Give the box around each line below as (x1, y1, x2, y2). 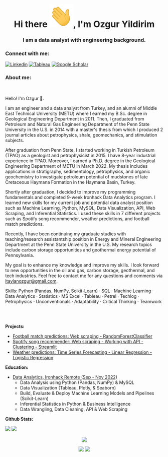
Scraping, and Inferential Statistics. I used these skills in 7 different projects (5, 210, 160, 216)
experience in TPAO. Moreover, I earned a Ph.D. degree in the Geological (5, 158, 155, 164)
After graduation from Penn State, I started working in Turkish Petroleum (5, 147, 154, 153)
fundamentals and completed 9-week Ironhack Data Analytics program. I (5, 194, 155, 200)
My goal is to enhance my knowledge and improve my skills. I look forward (5, 262, 159, 268)
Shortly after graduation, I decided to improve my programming (5, 188, 136, 195)
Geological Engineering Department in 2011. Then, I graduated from (5, 115, 144, 122)
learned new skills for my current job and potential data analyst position (5, 200, 153, 206)
